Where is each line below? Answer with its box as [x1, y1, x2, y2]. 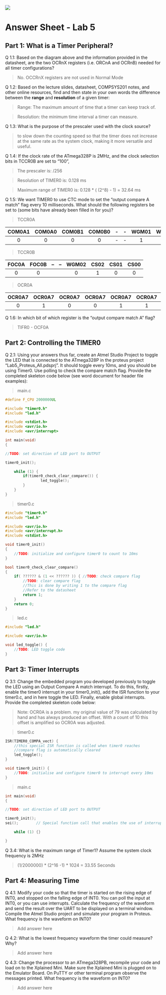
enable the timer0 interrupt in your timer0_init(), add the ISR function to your [5, 689, 160, 695]
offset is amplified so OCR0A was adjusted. [17, 719, 106, 725]
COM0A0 [34, 228, 57, 235]
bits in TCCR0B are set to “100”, [5, 158, 70, 164]
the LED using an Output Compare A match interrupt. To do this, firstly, [5, 684, 149, 690]
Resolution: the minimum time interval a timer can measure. [17, 114, 138, 120]
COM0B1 [61, 228, 84, 235]
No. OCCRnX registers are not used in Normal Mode [17, 75, 124, 81]
